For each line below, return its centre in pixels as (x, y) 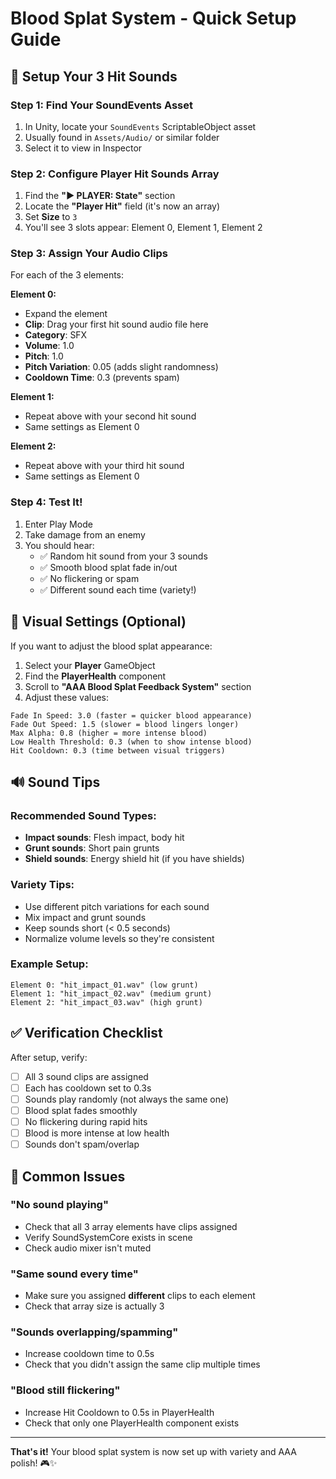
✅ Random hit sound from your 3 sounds (123, 556)
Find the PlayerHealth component (95, 676)
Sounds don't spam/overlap (82, 1144)
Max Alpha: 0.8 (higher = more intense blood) (109, 733)
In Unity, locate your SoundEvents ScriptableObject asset (140, 126)
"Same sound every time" (74, 1274)
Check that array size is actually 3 (94, 1306)
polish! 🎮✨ (34, 1463)
